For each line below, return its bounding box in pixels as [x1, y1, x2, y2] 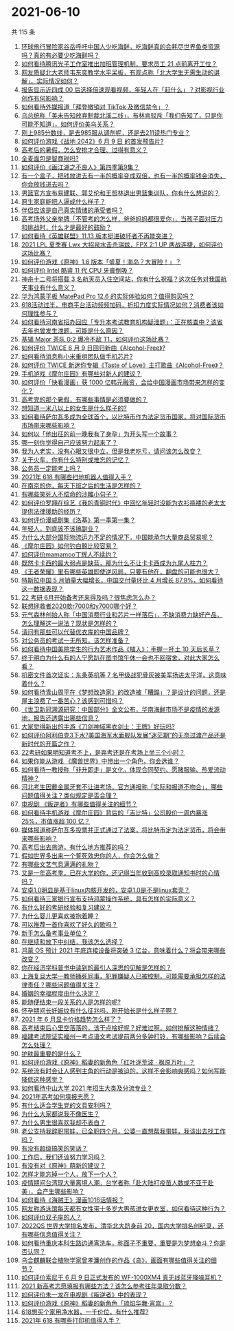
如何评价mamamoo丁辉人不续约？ [21, 550, 118, 558]
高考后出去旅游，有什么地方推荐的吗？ [21, 843, 130, 851]
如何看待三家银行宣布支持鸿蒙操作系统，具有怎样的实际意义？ [21, 894, 196, 903]
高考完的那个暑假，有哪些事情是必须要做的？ [21, 395, 148, 404]
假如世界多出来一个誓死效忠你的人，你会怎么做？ [21, 851, 160, 859]
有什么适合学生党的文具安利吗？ [21, 1101, 112, 1109]
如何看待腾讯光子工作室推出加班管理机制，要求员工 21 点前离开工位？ [21, 59, 218, 67]
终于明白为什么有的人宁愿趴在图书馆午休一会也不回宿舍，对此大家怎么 [21, 653, 220, 662]
